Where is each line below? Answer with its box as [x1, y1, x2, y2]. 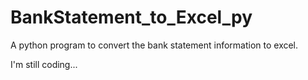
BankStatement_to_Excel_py [10, 6, 253, 29]
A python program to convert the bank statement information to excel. [10, 39, 299, 51]
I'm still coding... [10, 58, 78, 70]
